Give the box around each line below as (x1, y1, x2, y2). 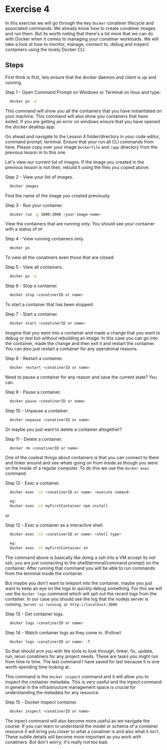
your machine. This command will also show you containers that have (5, 113, 148, 119)
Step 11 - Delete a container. (5, 436, 63, 442)
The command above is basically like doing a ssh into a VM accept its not (5, 555, 156, 561)
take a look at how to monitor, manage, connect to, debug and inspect (5, 41, 149, 47)
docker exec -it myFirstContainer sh (9, 545, 88, 551)
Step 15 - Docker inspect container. (5, 699, 78, 705)
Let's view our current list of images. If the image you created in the (5, 159, 145, 165)
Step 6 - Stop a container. (5, 283, 58, 289)
